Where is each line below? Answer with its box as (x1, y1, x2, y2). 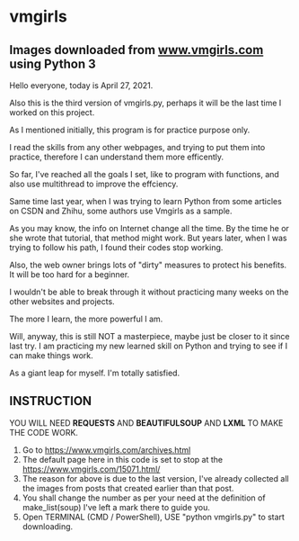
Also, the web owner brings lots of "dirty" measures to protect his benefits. (9, 259, 287, 270)
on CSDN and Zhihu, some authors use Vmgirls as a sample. (9, 205, 233, 216)
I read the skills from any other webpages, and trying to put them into (9, 142, 266, 152)
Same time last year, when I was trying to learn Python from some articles (9, 196, 283, 206)
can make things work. (9, 350, 94, 361)
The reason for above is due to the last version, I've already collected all (22, 473, 289, 483)
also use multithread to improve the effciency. (9, 178, 179, 189)
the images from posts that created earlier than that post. (22, 482, 234, 493)
